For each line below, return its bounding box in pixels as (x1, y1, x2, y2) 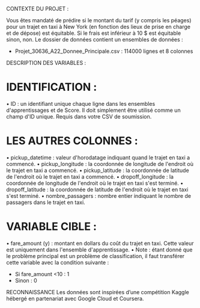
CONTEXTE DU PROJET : (6, 5, 69, 12)
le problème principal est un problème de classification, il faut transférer (6, 252, 185, 259)
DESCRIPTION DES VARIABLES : (6, 60, 86, 66)
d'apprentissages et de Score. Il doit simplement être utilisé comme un (6, 106, 181, 114)
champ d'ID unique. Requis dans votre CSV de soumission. (6, 112, 152, 120)
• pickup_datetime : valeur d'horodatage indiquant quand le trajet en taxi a (6, 153, 190, 161)
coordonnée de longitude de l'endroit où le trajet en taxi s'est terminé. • (6, 179, 184, 186)
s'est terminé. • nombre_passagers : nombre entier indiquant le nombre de (6, 192, 191, 199)
